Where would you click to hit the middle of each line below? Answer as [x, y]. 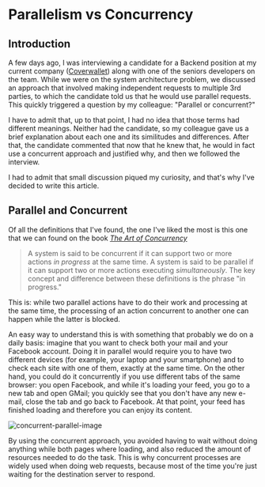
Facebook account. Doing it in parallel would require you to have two [120, 351]
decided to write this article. [54, 186]
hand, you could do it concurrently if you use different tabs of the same [124, 376]
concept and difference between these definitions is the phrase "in [136, 278]
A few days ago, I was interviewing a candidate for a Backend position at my [132, 62]
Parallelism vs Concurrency [101, 15]
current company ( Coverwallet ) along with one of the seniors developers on [132, 71]
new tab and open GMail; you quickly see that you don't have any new [123, 393]
